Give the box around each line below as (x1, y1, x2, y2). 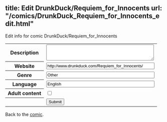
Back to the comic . (5, 111, 44, 117)
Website (14, 62, 35, 69)
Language (12, 81, 37, 88)
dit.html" (5, 19, 34, 28)
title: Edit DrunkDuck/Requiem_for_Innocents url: (5, 4, 162, 12)
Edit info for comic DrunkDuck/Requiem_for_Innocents (5, 32, 118, 39)
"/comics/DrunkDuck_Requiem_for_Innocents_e (5, 12, 160, 20)
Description (10, 49, 39, 56)
